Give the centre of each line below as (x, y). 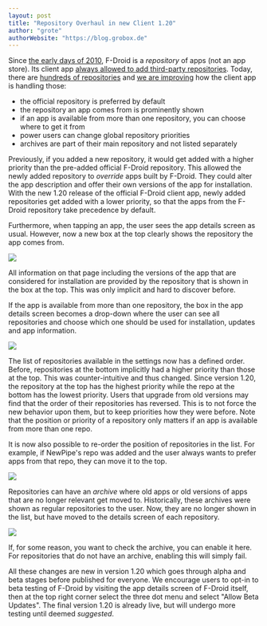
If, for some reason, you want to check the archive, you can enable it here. (130, 548)
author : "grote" (35, 30)
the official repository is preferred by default (92, 101)
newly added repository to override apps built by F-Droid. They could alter (130, 176)
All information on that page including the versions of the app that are (122, 273)
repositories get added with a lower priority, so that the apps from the (122, 202)
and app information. (43, 331)
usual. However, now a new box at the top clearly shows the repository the (131, 234)
